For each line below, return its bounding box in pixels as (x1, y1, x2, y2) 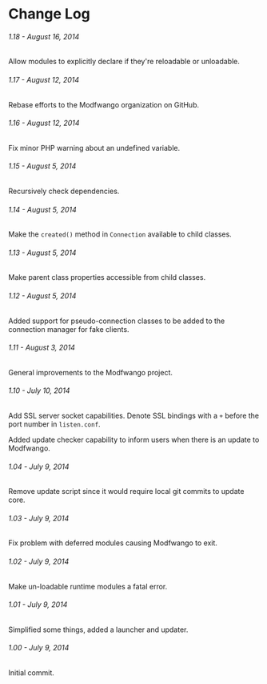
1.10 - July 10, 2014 (8, 386, 70, 395)
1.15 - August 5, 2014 (8, 161, 77, 171)
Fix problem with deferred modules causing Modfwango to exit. (8, 538, 218, 548)
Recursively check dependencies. (8, 186, 120, 196)
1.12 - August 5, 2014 (8, 291, 77, 301)
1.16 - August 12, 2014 (8, 118, 80, 128)
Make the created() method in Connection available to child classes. (8, 229, 232, 239)
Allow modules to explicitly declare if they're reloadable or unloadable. (8, 57, 240, 67)
